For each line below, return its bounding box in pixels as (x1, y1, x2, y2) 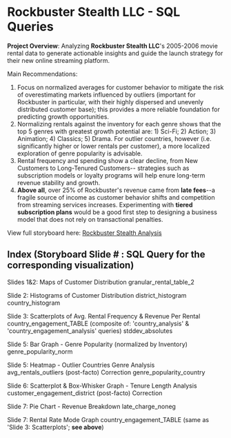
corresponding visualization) (7, 260, 134, 272)
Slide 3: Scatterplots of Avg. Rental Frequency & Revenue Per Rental (7, 312, 201, 320)
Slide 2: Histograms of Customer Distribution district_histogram (7, 291, 187, 299)
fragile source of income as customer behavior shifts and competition (17, 193, 215, 201)
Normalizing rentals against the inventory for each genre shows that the (17, 120, 221, 128)
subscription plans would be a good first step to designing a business (17, 208, 217, 216)
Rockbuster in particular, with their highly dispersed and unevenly (17, 97, 204, 106)
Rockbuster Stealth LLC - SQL (7, 4, 181, 20)
